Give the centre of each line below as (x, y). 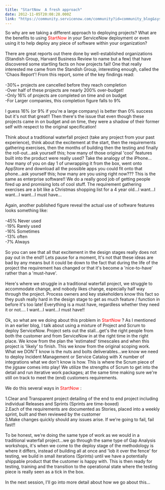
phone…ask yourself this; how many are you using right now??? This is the (81, 174)
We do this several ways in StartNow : (43, 388)
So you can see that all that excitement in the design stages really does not (81, 252)
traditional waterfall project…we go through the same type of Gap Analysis (80, 440)
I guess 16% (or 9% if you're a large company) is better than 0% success (79, 111)
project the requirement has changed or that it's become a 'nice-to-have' (79, 268)
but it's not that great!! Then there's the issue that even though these (75, 117)
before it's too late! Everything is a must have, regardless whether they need (82, 305)
